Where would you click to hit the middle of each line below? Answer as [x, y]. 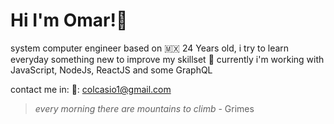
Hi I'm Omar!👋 [69, 20]
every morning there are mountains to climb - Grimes [144, 108]
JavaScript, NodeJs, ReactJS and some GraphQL [111, 70]
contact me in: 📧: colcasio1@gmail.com [91, 89]
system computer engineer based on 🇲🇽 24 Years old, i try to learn [150, 48]
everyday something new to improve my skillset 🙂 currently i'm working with [167, 59]
